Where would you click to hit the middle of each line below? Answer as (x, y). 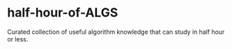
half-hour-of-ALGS (63, 13)
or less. (18, 39)
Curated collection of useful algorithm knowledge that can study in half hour (116, 32)
